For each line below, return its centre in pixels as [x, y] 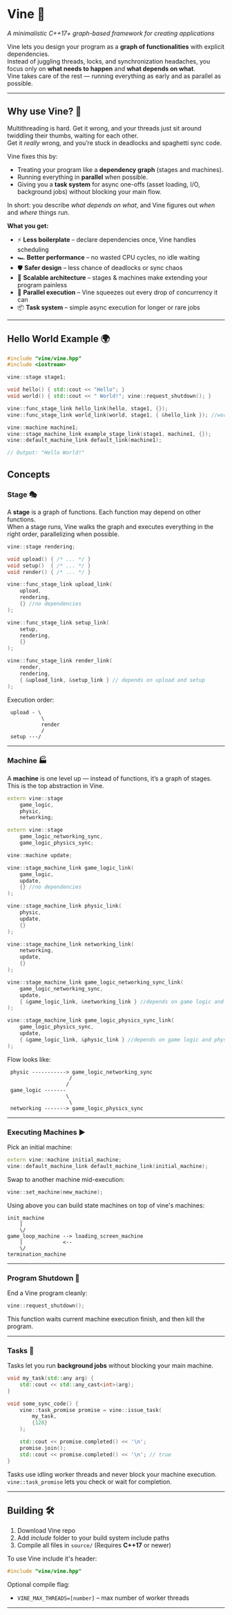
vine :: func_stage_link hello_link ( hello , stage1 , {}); [88, 408]
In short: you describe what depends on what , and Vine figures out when [111, 205]
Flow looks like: [29, 1059]
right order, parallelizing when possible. [63, 534]
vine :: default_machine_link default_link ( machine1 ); [85, 440]
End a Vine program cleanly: [47, 1293]
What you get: [28, 226]
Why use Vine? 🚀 [44, 112]
